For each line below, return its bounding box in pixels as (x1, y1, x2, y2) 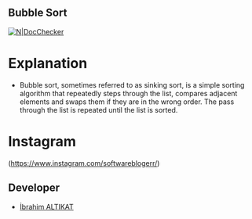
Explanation (8, 55, 88, 72)
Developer (8, 181, 60, 195)
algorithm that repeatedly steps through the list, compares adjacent (19, 88, 238, 98)
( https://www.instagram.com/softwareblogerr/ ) (8, 158, 160, 167)
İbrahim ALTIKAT (19, 202, 75, 211)
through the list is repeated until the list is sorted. (19, 105, 178, 114)
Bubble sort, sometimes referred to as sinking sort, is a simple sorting (19, 80, 245, 89)
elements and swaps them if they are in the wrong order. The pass (19, 97, 235, 106)
